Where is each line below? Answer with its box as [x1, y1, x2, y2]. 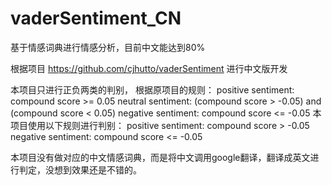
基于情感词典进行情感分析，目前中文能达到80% [10, 41, 206, 53]
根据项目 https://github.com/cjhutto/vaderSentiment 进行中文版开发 [10, 62, 288, 74]
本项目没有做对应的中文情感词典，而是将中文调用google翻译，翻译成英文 [10, 151, 311, 163]
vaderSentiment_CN [10, 7, 182, 30]
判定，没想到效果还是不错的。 [18, 163, 142, 176]
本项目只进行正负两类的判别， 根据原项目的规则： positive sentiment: [10, 83, 295, 96]
